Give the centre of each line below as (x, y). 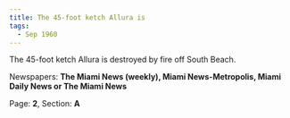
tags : (19, 26)
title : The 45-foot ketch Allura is (77, 17)
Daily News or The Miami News (68, 87)
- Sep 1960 (37, 34)
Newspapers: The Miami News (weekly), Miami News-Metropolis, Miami (145, 77)
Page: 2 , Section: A (45, 104)
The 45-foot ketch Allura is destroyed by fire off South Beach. (123, 60)
